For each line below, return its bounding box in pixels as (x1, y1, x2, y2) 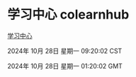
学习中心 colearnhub (7, 6, 130, 23)
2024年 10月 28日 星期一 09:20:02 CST (7, 46, 123, 55)
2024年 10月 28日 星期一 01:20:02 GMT (7, 61, 123, 70)
